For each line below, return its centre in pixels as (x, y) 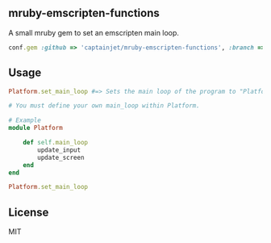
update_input (59, 150)
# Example (25, 120)
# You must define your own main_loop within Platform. (104, 106)
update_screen (61, 157)
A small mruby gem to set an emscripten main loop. (94, 32)
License (29, 212)
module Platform (35, 128)
